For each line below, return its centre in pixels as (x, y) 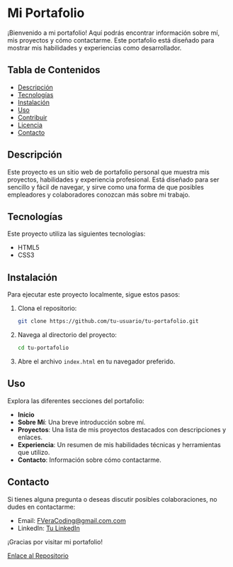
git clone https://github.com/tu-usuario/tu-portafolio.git (108, 321)
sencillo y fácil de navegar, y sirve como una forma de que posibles (106, 187)
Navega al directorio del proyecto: (67, 335)
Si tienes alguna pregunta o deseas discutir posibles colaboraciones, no (112, 499)
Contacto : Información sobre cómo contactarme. (89, 460)
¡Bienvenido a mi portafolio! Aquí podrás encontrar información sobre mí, (114, 33)
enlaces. (30, 437)
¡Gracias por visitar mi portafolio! (55, 541)
